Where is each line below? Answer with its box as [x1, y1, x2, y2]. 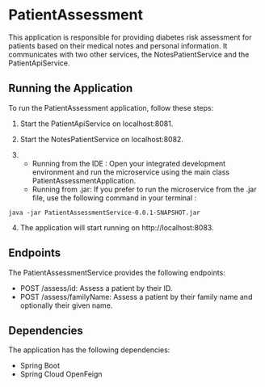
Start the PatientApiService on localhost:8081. [19, 119, 174, 128]
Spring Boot [19, 361, 61, 371]
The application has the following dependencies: [8, 345, 170, 355]
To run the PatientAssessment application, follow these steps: [8, 103, 214, 112]
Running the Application [8, 82, 133, 95]
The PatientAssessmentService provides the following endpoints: [8, 267, 226, 277]
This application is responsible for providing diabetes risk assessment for [8, 32, 252, 42]
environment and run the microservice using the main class [32, 167, 230, 177]
